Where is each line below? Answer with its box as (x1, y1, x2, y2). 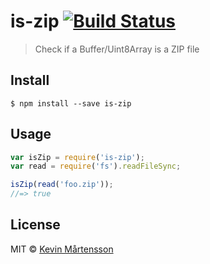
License (10, 216, 61, 234)
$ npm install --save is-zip (10, 98, 132, 109)
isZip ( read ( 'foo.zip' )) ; (10, 180, 114, 190)
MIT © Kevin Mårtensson (10, 243, 114, 255)
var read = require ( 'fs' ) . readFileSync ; (10, 161, 182, 172)
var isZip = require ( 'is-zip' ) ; (10, 152, 145, 162)
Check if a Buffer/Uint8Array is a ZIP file (34, 43, 200, 55)
